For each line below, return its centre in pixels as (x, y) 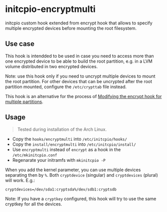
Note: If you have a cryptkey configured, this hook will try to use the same (81, 199)
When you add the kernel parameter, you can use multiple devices (73, 170)
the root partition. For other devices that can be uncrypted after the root (79, 81)
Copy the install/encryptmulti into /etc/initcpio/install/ (74, 144)
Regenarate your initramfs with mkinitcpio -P (59, 160)
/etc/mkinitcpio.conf (35, 155)
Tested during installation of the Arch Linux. (62, 129)
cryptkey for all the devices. (34, 204)
